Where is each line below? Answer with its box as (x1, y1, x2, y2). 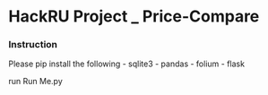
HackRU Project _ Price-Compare (8, 6, 260, 27)
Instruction (8, 39, 58, 51)
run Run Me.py (8, 76, 64, 87)
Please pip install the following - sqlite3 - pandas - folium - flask (8, 58, 246, 69)
